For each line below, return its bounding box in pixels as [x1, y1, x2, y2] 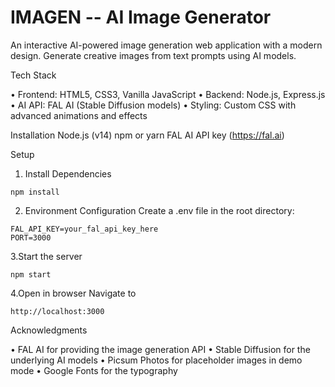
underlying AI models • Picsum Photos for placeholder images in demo [10, 354, 303, 366]
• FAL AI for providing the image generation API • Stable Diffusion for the [10, 343, 311, 355]
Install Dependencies [24, 167, 112, 180]
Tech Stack [10, 69, 57, 81]
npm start [10, 269, 52, 280]
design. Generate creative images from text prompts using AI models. [10, 49, 297, 61]
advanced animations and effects [10, 109, 148, 121]
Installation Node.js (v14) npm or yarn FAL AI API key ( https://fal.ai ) [10, 129, 285, 141]
